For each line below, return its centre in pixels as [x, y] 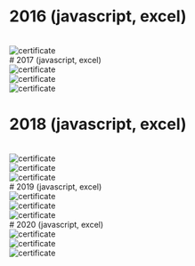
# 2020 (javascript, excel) [57, 224]
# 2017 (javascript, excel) [56, 60]
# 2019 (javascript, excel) [56, 186]
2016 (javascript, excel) [98, 16]
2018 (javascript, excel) [98, 124]
